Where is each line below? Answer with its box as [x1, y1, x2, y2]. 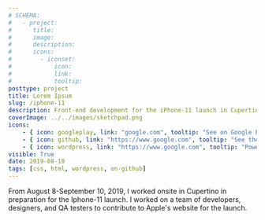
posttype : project [8, 84, 69, 93]
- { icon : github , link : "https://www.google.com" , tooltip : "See [22, 135, 245, 144]
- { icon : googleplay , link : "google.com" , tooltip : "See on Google [22, 128, 252, 136]
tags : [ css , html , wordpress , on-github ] [8, 165, 147, 173]
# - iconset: [8, 56, 77, 64]
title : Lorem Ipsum [8, 92, 73, 100]
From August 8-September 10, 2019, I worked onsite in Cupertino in [8, 186, 227, 196]
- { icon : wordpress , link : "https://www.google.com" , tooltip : [22, 143, 238, 151]
